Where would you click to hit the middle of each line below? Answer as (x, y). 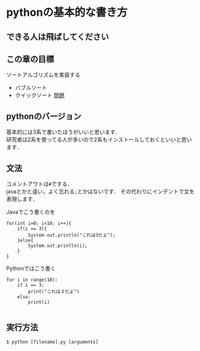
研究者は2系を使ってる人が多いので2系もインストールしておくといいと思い (99, 139)
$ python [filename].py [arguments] (52, 342)
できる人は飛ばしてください (58, 37)
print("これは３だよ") (54, 292)
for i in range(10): (32, 280)
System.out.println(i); (58, 246)
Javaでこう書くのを (31, 212)
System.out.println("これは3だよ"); (72, 235)
